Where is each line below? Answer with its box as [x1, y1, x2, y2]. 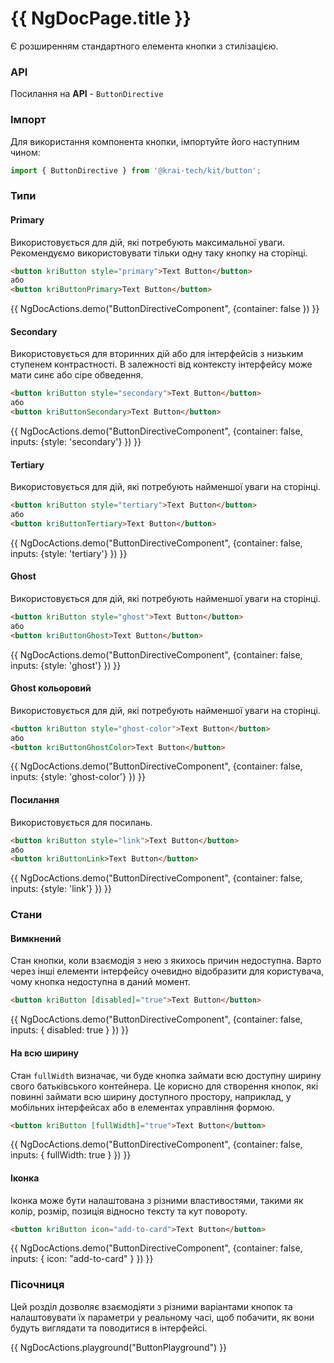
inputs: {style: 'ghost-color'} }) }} [10, 771, 146, 783]
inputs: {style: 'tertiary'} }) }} [10, 547, 128, 559]
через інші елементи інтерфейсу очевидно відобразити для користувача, [10, 965, 325, 977]
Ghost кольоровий [10, 682, 92, 694]
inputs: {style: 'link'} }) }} [10, 883, 112, 895]
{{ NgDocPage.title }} [10, 7, 192, 30]
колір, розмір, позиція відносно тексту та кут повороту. [10, 1205, 248, 1217]
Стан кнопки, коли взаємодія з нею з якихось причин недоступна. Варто [10, 955, 322, 967]
